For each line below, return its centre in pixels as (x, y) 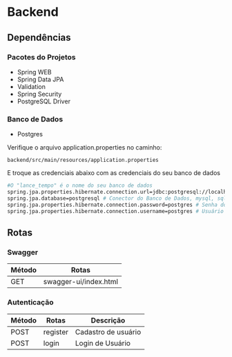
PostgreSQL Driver (44, 101)
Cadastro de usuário (108, 331)
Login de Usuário (103, 343)
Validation (31, 86)
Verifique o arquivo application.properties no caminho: (85, 147)
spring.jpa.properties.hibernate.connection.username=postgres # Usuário (116, 211)
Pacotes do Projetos (41, 57)
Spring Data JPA (40, 79)
